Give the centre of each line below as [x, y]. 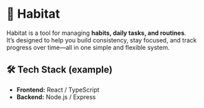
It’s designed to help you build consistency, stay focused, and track [102, 40]
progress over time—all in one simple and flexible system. [88, 47]
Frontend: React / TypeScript [58, 90]
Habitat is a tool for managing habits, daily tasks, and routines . [97, 33]
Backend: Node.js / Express [56, 97]
